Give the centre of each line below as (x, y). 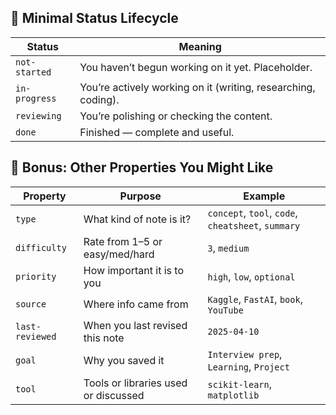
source (31, 304)
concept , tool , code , (252, 213)
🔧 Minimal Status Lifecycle (94, 18)
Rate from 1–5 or (123, 241)
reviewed (36, 336)
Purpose (140, 196)
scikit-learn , (240, 384)
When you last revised (135, 325)
